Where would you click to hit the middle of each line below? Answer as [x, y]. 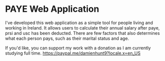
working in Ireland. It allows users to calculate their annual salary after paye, [82, 28]
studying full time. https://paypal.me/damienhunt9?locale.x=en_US [73, 53]
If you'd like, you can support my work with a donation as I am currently [78, 48]
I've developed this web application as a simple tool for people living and [79, 23]
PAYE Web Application [52, 9]
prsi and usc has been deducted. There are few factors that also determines [82, 33]
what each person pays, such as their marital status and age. [67, 38]
